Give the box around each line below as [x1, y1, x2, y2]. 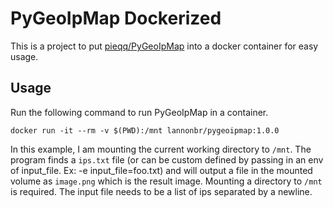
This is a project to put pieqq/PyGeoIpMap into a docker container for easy [10, 40, 319, 52]
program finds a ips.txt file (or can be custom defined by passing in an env [10, 153, 324, 166]
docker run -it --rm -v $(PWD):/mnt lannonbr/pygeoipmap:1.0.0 [10, 125, 280, 136]
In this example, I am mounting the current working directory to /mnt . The [10, 143, 312, 155]
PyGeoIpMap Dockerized [10, 7, 222, 30]
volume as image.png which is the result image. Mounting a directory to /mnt [10, 175, 323, 187]
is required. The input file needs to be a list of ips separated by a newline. [10, 185, 313, 197]
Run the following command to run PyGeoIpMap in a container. [10, 106, 269, 118]
